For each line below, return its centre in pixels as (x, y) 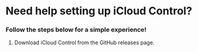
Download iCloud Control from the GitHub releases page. (84, 42)
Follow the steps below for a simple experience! (76, 30)
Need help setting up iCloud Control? (99, 11)
